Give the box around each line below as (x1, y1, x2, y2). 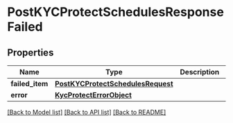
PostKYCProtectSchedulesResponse (7, 4, 224, 20)
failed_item (10, 79, 49, 88)
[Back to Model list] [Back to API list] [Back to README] (7, 108, 166, 116)
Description (180, 67, 220, 76)
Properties (7, 47, 54, 58)
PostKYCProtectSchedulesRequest (54, 79, 173, 88)
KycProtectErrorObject (54, 90, 132, 99)
